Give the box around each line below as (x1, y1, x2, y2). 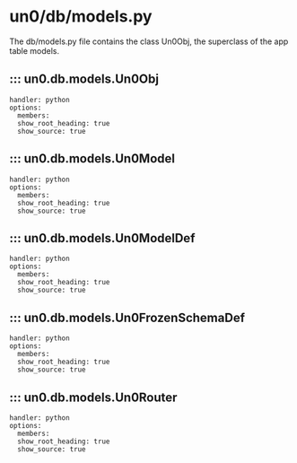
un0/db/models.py (9, 6, 153, 27)
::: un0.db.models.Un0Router (9, 389, 178, 405)
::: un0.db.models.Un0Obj (9, 72, 160, 87)
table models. (9, 45, 60, 56)
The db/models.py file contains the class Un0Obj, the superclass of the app (9, 36, 289, 47)
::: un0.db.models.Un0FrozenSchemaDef (9, 310, 245, 325)
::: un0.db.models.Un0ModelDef (9, 231, 196, 246)
